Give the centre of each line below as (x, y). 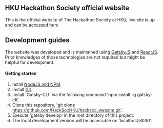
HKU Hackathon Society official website (67, 8)
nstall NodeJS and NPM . (37, 84)
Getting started (21, 73)
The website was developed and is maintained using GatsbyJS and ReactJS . (82, 52)
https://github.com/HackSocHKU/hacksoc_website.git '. (67, 110)
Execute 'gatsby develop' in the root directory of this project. (73, 115)
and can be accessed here (32, 25)
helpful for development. (30, 62)
